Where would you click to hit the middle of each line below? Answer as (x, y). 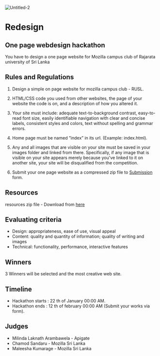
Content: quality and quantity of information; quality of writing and (78, 236)
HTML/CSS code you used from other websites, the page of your (77, 98)
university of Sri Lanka (27, 62)
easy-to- (147, 113)
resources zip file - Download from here (45, 204)
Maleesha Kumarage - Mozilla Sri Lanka (52, 348)
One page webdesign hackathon (55, 45)
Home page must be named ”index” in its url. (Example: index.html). (80, 138)
